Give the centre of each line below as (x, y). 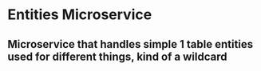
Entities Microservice (80, 15)
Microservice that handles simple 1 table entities (130, 44)
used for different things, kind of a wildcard (117, 56)
